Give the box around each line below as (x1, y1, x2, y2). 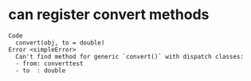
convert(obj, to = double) (15, 38, 105, 47)
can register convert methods (8, 6, 210, 24)
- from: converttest (15, 60, 84, 67)
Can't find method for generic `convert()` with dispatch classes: (15, 52, 245, 60)
